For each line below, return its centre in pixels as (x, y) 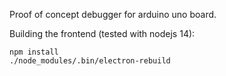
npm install (34, 52)
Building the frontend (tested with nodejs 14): (102, 33)
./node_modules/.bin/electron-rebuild (90, 61)
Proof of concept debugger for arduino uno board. (113, 14)
